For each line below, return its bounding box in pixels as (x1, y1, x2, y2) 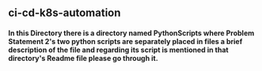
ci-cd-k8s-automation (8, 6, 121, 20)
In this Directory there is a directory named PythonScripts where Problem (8, 28, 255, 38)
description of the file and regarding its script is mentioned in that (8, 45, 229, 54)
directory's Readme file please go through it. (8, 53, 158, 62)
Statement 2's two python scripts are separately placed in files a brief (8, 36, 243, 46)
